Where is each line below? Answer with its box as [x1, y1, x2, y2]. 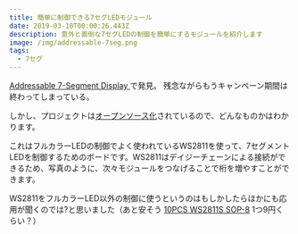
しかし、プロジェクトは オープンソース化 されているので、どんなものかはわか [9, 111, 289, 121]
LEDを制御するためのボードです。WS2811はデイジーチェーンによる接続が [9, 152, 278, 162]
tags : [9, 46, 29, 55]
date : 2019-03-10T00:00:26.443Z [9, 21, 129, 30]
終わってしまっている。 [9, 91, 95, 102]
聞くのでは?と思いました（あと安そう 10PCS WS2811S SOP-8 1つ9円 [24, 205, 277, 214]
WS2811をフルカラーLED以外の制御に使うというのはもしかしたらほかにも [9, 193, 279, 204]
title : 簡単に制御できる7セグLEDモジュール [9, 13, 153, 22]
